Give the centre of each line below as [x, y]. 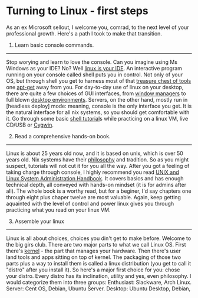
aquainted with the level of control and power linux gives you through [90, 203]
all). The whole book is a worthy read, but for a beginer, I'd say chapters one [99, 191]
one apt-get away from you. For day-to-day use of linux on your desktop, [95, 87]
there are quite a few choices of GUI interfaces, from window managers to [96, 93]
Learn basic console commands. [54, 45]
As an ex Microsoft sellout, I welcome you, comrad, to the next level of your [98, 27]
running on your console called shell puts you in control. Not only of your [95, 74]
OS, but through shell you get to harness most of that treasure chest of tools [99, 80]
